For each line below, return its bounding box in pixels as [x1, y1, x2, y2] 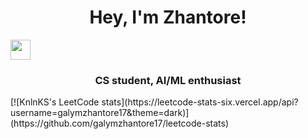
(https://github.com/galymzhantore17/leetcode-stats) [10, 117, 230, 130]
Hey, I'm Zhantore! [89, 6, 247, 29]
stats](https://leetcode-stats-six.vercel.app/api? [101, 96, 299, 108]
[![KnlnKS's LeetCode [10, 96, 100, 108]
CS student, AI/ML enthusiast [94, 73, 242, 87]
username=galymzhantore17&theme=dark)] [10, 107, 190, 119]
